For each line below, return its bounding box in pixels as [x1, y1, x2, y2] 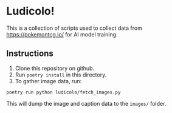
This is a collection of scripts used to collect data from [6, 24, 143, 32]
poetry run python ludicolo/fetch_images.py [6, 89, 121, 95]
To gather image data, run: [15, 77, 82, 84]
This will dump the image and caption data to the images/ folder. [6, 100, 167, 107]
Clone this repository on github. [15, 64, 95, 72]
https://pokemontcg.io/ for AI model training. [6, 30, 118, 38]
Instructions [6, 49, 53, 59]
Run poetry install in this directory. [15, 71, 107, 78]
